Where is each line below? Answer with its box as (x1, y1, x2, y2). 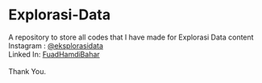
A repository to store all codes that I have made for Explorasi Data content (8, 32, 254, 42)
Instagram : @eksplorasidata (8, 40, 103, 50)
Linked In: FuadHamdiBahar (8, 49, 101, 59)
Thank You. (8, 66, 47, 76)
